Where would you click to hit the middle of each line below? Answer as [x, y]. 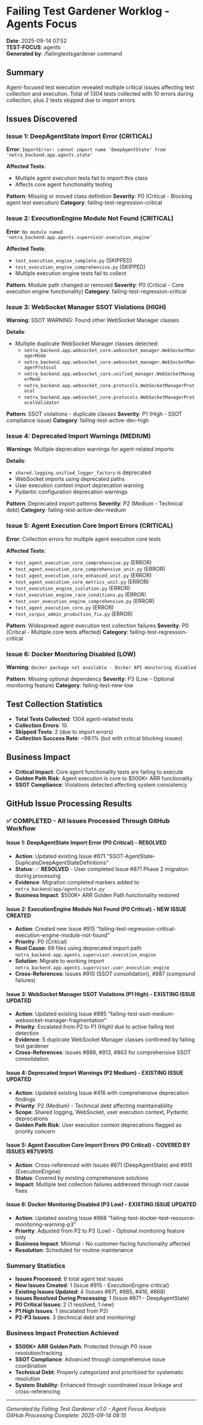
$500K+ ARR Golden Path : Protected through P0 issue [83, 1346]
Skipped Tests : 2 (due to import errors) [64, 732]
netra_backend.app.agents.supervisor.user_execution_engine [92, 968]
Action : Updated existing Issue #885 [61, 1014]
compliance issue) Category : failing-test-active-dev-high [78, 420]
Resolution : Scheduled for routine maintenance [74, 1250]
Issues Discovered [42, 119]
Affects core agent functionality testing [64, 184]
